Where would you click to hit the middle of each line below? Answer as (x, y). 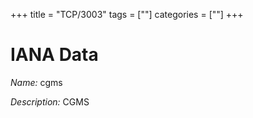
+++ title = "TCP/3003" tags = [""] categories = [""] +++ (127, 14)
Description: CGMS (50, 101)
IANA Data (54, 55)
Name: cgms (36, 82)
